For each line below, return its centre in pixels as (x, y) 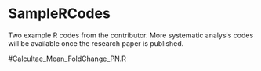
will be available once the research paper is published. (96, 43)
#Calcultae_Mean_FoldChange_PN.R (67, 59)
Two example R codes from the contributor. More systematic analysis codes (131, 35)
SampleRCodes (60, 14)
